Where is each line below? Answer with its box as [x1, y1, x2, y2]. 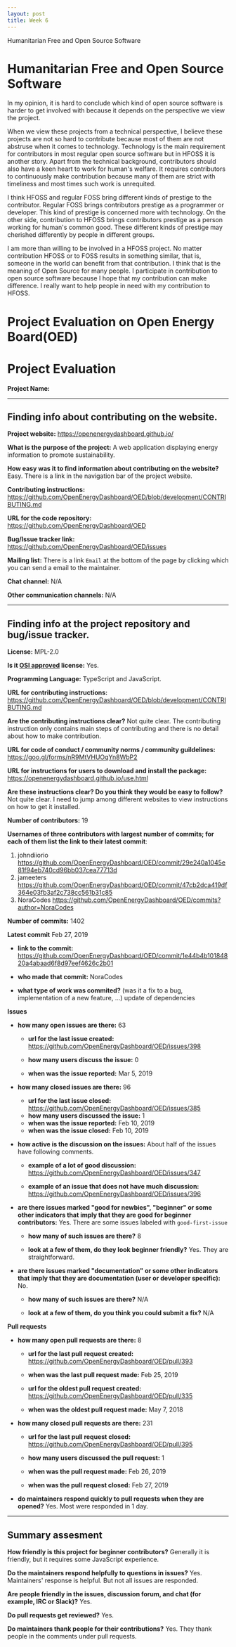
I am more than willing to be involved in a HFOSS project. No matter [7, 244, 202, 253]
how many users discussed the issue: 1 [27, 1111, 145, 1120]
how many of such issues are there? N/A [27, 1295, 149, 1304]
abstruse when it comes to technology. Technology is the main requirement [7, 142, 226, 151]
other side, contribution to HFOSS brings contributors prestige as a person [7, 216, 223, 224]
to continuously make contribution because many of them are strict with [7, 172, 216, 181]
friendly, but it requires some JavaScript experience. [7, 1555, 159, 1563]
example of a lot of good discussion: [27, 1161, 137, 1170]
